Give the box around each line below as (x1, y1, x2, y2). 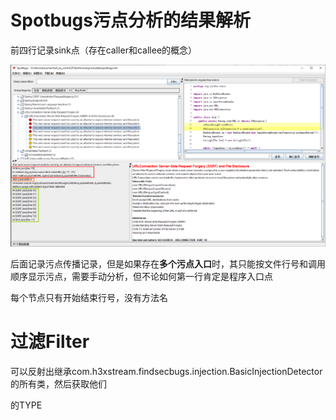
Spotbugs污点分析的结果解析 (10, 9, 251, 32)
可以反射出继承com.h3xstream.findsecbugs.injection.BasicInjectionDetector (10, 365, 323, 377)
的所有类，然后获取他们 (10, 377, 107, 390)
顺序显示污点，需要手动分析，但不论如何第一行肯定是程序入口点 (10, 270, 273, 282)
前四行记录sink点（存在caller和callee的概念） (10, 44, 198, 56)
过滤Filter (10, 331, 90, 353)
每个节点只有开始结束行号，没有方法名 (10, 291, 168, 303)
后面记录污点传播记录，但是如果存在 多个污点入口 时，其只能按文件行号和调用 (10, 257, 326, 270)
